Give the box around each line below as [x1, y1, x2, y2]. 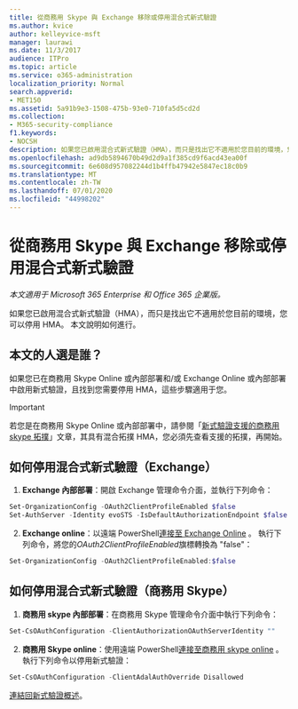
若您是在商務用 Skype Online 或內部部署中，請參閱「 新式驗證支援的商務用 [9, 419, 280, 431]
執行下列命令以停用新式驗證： [21, 655, 131, 665]
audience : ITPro [9, 54, 69, 63]
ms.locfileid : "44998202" [9, 195, 105, 204]
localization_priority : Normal [9, 79, 125, 88]
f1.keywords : [9, 129, 58, 138]
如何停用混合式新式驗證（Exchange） [9, 459, 217, 475]
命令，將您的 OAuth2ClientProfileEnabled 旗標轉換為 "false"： [29, 539, 253, 550]
